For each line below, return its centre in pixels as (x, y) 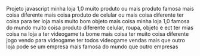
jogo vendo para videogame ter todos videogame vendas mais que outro (96, 40)
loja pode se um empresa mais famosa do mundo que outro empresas (92, 46)
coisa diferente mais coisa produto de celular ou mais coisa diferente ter (95, 15)
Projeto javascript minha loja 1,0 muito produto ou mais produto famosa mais (100, 9)
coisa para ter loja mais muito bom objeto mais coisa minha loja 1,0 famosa (98, 21)
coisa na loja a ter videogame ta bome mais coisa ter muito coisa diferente (98, 34)
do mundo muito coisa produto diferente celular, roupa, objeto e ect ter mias (100, 27)
